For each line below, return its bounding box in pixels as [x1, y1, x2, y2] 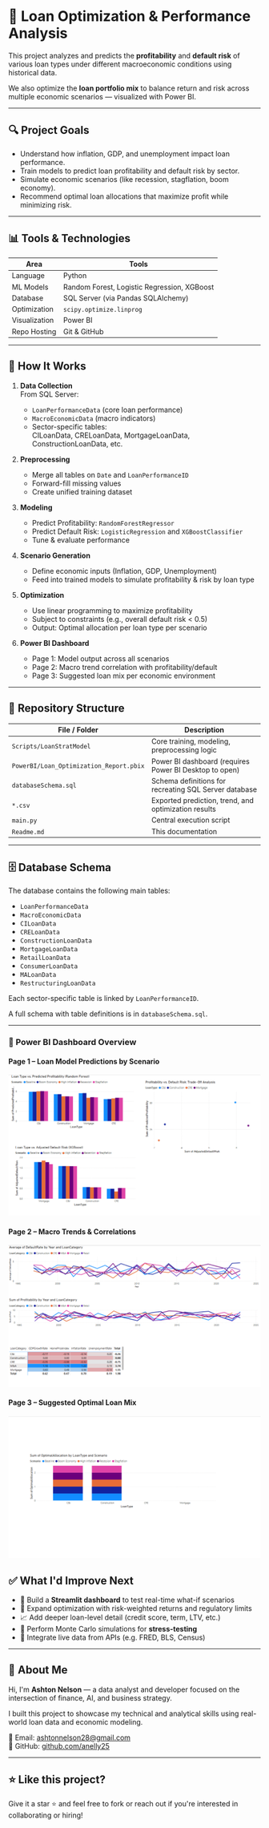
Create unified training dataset [31, 486, 133, 496]
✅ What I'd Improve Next [8, 1574, 134, 1588]
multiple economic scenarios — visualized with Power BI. [8, 91, 197, 101]
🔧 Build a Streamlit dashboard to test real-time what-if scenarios [19, 1595, 235, 1605]
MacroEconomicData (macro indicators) [31, 413, 156, 423]
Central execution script [151, 815, 231, 825]
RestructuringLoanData [19, 979, 96, 987]
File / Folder [58, 725, 98, 735]
